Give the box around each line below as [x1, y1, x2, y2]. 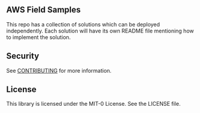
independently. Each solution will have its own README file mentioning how [6, 27, 194, 34]
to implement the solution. [6, 33, 71, 41]
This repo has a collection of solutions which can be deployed [6, 20, 160, 28]
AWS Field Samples [6, 5, 81, 15]
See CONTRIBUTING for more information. [6, 67, 112, 74]
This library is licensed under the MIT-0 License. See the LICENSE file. [6, 100, 181, 108]
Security [6, 51, 39, 61]
